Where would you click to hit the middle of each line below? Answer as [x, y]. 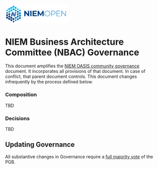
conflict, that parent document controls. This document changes [71, 77]
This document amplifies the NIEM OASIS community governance [72, 66]
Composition [21, 95]
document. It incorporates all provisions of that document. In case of [75, 71]
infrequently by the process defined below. [49, 82]
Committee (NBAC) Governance [72, 52]
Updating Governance [40, 145]
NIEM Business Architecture [65, 42]
